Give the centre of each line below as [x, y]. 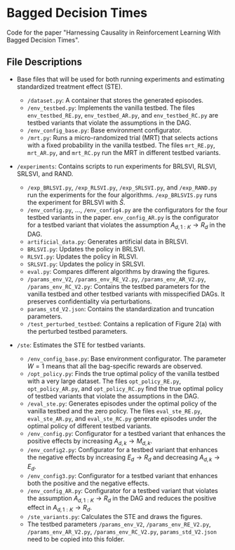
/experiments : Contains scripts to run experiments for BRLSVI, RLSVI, [116, 166]
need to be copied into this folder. [76, 539]
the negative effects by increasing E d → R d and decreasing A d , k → [123, 458]
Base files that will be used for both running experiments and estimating [121, 79]
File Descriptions [44, 62]
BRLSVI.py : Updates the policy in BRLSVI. [86, 249]
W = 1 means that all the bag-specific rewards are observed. [115, 366]
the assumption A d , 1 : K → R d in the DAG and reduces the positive [122, 499]
